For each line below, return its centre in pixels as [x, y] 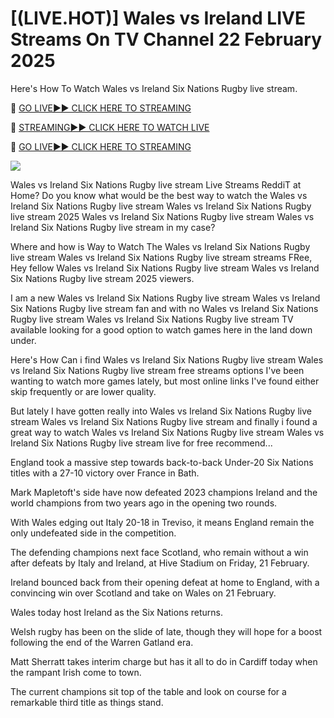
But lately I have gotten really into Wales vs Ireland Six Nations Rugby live [161, 411]
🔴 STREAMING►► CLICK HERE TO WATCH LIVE [110, 127]
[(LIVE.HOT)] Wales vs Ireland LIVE [158, 18]
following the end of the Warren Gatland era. [102, 642]
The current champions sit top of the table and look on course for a [148, 691]
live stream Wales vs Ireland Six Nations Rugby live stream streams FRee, [161, 257]
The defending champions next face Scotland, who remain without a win [159, 552]
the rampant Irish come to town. [76, 672]
